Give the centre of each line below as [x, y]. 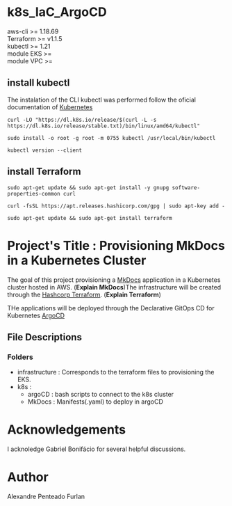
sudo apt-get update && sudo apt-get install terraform [90, 218]
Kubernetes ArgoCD [36, 315]
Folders [20, 357]
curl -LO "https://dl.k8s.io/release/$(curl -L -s [82, 120]
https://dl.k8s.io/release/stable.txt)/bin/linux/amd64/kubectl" [103, 126]
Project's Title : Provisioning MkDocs [116, 245]
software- [186, 188]
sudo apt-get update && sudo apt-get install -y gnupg [88, 188]
